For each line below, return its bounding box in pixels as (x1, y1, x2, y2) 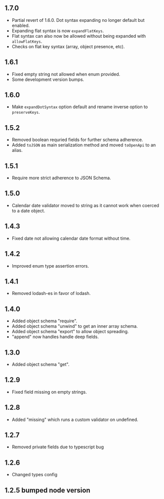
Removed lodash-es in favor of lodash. (11, 290, 91, 296)
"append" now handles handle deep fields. (11, 334, 99, 340)
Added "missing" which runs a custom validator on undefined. (11, 417, 139, 423)
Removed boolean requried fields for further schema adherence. (11, 137, 144, 143)
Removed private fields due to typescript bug (11, 444, 104, 450)
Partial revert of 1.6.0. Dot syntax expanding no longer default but (11, 17, 145, 23)
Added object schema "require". (11, 318, 78, 324)
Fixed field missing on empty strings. (11, 389, 87, 395)
